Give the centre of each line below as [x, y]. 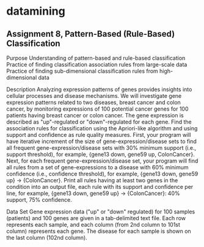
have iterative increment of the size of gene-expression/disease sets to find [102, 141]
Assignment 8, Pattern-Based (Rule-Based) [91, 34]
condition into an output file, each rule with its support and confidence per [100, 187]
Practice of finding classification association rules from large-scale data [97, 65]
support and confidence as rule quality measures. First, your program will [99, 135]
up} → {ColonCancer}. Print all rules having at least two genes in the [92, 180]
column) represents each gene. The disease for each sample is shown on [99, 231]
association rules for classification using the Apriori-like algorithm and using [102, 128]
